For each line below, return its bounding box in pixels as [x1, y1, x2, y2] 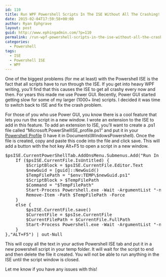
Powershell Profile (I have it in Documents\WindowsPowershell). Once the [5, 133, 155, 139]
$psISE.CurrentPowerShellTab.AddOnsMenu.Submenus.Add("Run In [5, 153, 159, 158]
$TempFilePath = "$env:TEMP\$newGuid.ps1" [26, 172, 130, 178]
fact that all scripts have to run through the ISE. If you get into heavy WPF [5, 81, 155, 87]
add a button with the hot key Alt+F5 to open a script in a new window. [5, 143, 149, 149]
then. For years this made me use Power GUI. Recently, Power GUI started [5, 92, 156, 98]
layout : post [5, 26, 32, 31]
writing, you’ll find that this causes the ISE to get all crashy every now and [5, 86, 156, 92]
